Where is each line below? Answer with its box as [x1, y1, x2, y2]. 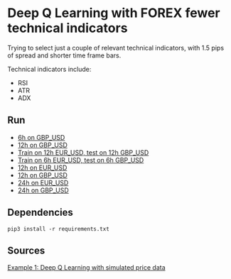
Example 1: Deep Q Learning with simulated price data [7, 263, 166, 272]
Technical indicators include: [7, 65, 92, 73]
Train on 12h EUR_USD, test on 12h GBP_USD [17, 148, 149, 157]
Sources [7, 244, 45, 256]
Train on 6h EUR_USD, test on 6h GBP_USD [17, 155, 144, 164]
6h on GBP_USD [17, 133, 65, 141]
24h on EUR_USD [17, 178, 69, 187]
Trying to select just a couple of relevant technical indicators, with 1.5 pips [7, 43, 225, 52]
